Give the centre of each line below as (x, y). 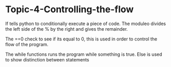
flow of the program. (27, 44)
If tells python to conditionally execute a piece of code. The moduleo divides (86, 24)
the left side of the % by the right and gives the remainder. (67, 29)
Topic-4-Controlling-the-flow (69, 9)
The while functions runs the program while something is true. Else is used (84, 54)
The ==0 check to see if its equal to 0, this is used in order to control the (81, 39)
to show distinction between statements (47, 59)
